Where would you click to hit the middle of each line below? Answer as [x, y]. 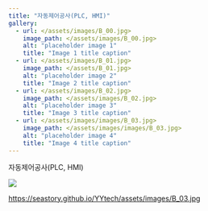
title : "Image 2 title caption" [77, 83]
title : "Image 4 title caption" [77, 143]
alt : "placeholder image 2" [70, 76]
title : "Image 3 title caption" [77, 114]
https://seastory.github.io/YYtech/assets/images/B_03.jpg [104, 198]
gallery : [23, 23]
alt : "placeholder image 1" [70, 46]
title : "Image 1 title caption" [77, 53]
